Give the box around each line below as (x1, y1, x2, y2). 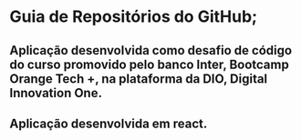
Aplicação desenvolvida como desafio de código (9, 43, 293, 58)
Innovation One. (9, 85, 103, 101)
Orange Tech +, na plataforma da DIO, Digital (9, 71, 268, 86)
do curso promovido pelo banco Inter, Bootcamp (9, 56, 289, 72)
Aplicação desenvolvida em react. (9, 115, 208, 131)
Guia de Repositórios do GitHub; (9, 6, 258, 27)
